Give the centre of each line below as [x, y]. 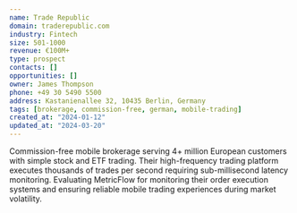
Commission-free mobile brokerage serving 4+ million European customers [148, 151]
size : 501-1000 [38, 43]
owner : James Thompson [51, 84]
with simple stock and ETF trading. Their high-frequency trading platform [144, 161]
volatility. [26, 199]
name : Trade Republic [50, 17]
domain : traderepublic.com [59, 26]
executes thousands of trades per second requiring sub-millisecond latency [149, 170]
